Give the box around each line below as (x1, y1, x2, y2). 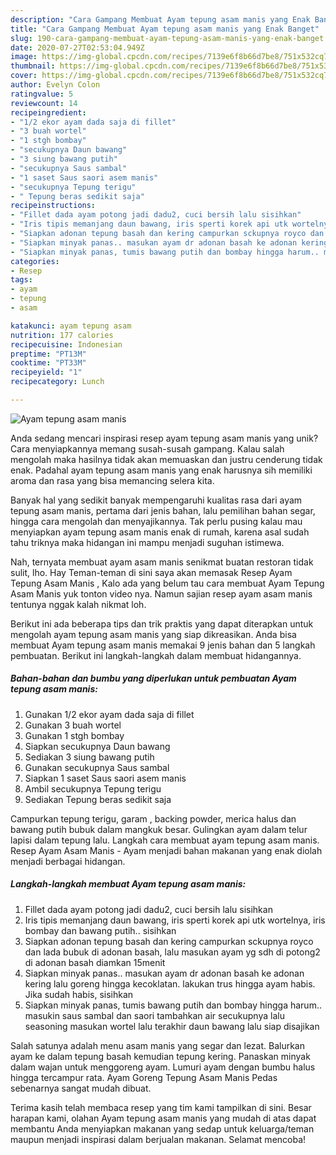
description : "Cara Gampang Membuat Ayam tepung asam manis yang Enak (10, 14, 311, 25)
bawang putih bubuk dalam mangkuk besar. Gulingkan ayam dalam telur (10, 823, 308, 835)
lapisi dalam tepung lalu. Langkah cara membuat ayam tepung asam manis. (10, 834, 320, 846)
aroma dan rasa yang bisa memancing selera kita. (10, 474, 215, 486)
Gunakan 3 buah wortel (24, 719, 122, 731)
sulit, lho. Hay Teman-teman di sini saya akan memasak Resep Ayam (10, 566, 293, 578)
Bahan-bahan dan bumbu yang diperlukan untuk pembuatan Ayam (10, 672, 297, 685)
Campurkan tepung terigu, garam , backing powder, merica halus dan (10, 812, 297, 825)
